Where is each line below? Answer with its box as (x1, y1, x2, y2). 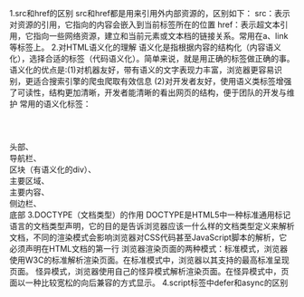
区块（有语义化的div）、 (9, 164, 97, 175)
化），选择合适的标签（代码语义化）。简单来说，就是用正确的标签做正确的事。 (9, 53, 295, 63)
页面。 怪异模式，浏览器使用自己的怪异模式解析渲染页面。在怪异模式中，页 (9, 266, 290, 276)
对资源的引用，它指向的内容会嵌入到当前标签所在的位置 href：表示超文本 (9, 19, 280, 30)
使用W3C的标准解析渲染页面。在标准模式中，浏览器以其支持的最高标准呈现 (9, 254, 290, 265)
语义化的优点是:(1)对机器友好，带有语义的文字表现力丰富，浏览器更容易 (9, 64, 274, 75)
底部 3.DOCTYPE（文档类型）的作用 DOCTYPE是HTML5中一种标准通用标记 (9, 209, 291, 220)
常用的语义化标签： (19, 99, 91, 109)
